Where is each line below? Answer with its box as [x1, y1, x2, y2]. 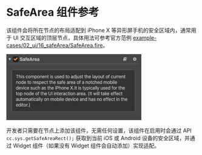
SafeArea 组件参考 [6, 5, 99, 19]
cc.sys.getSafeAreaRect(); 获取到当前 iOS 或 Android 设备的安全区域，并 [6, 134, 190, 142]
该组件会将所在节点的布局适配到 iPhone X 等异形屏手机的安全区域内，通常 [6, 27, 191, 34]
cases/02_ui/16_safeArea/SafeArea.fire [6, 42, 103, 49]
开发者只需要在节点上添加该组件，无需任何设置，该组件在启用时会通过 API [6, 127, 192, 134]
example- [133, 34, 157, 41]
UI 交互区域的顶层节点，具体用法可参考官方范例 [13, 34, 132, 41]
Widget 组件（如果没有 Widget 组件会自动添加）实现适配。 [13, 142, 160, 149]
